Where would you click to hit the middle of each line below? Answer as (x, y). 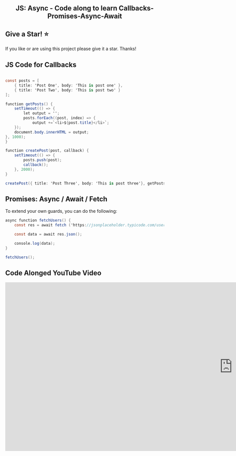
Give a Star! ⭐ (27, 34)
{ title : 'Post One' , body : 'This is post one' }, (69, 85)
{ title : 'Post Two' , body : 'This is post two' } (68, 90)
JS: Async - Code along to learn (67, 8)
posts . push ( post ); (43, 160)
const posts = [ (22, 81)
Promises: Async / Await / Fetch (56, 199)
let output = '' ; (41, 113)
